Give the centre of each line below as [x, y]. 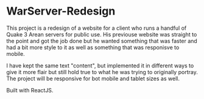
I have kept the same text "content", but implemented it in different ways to [100, 66]
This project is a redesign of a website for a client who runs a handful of [97, 28]
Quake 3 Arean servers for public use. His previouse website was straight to [102, 34]
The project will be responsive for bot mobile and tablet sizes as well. [93, 78]
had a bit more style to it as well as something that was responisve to [93, 47]
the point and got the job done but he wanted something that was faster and [102, 41]
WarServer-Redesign [61, 11]
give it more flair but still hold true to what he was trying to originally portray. [102, 72]
